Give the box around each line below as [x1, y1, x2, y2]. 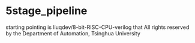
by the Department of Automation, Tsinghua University [5, 29, 140, 37]
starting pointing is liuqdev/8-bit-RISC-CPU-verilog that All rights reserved [5, 24, 190, 31]
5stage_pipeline [5, 4, 88, 18]
